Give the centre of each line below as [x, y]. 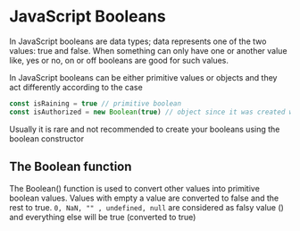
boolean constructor [47, 138]
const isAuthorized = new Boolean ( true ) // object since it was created [147, 112]
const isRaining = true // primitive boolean [95, 103]
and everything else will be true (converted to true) [103, 217]
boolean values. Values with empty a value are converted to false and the [144, 198]
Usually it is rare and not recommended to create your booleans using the [145, 129]
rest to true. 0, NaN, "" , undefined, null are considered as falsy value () [146, 207]
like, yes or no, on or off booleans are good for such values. [119, 60]
